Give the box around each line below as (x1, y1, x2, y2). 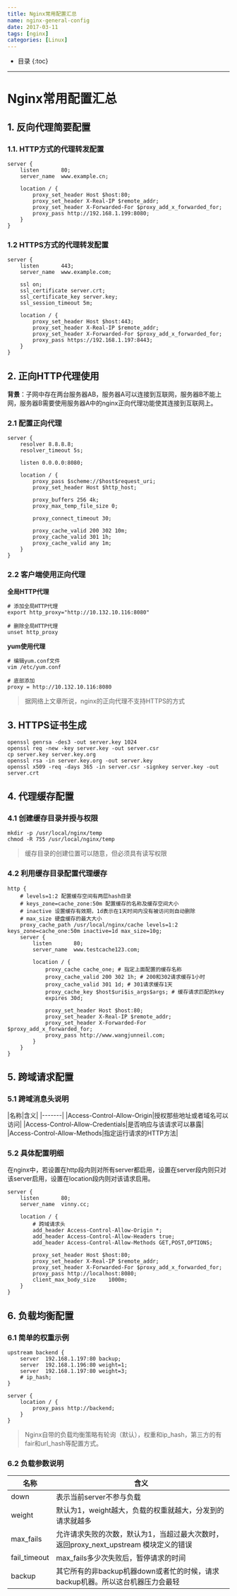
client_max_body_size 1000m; (32, 1276, 128, 1284)
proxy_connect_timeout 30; (32, 515, 112, 523)
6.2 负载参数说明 (7, 1459, 64, 1469)
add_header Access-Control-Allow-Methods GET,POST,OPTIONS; (32, 1239, 213, 1246)
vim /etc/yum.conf (7, 663, 61, 671)
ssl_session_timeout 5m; (20, 299, 93, 307)
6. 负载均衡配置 (7, 1309, 74, 1321)
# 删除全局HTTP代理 (7, 622, 59, 629)
